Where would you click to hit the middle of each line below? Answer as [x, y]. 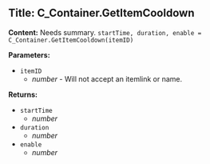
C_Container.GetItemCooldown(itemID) [71, 40]
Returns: [23, 94]
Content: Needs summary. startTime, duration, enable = [105, 32]
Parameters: [29, 54]
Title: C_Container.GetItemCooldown [101, 13]
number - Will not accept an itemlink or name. [107, 78]
